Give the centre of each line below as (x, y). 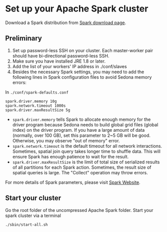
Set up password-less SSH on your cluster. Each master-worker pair (83, 50)
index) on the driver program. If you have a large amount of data (78, 130)
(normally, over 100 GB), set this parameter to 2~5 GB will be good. (81, 135)
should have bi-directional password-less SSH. (61, 56)
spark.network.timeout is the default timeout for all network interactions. (87, 146)
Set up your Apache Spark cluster (77, 9)
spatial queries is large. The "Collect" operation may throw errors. (80, 172)
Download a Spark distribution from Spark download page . (66, 23)
